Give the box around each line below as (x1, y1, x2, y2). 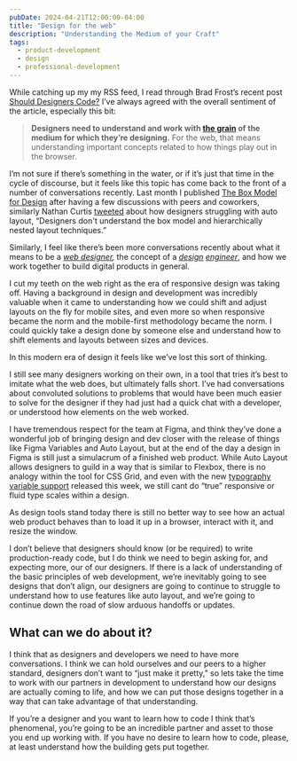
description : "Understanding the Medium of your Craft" (9, 29, 220, 38)
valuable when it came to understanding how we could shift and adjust (9, 296, 268, 307)
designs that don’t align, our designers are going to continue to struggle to (9, 580, 281, 591)
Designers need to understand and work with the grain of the (30, 122, 261, 133)
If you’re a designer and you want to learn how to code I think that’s (9, 713, 255, 724)
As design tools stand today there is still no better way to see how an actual (9, 506, 285, 517)
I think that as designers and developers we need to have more (9, 648, 239, 659)
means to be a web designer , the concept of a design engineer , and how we (9, 251, 286, 262)
